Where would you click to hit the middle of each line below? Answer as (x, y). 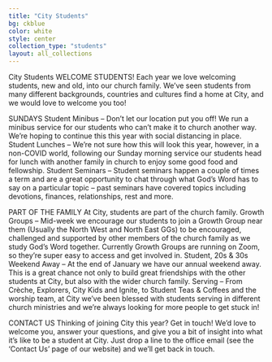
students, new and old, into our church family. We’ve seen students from (130, 85)
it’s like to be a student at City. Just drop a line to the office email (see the (131, 340)
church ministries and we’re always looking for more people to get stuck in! (134, 307)
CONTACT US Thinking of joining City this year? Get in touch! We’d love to (132, 323)
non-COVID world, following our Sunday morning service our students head (135, 153)
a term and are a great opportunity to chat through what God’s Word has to (134, 179)
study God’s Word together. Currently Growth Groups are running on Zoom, (134, 246)
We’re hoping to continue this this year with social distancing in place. (125, 136)
